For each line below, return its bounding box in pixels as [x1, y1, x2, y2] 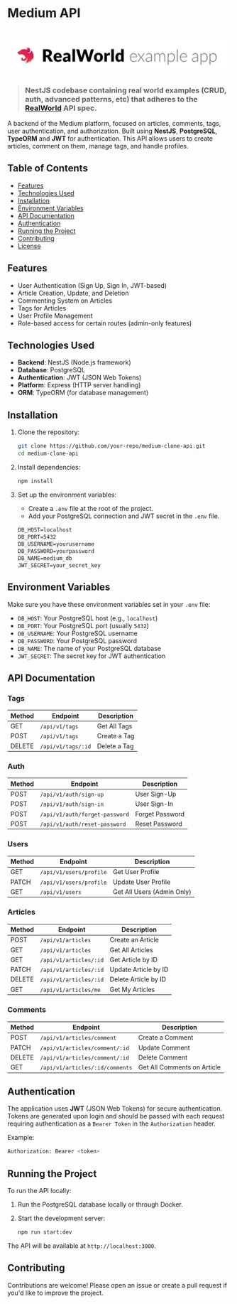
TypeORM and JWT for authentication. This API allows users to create [7, 134, 213, 143]
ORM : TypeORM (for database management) [17, 389, 149, 397]
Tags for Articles [17, 303, 67, 312]
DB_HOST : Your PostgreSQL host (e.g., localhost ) [17, 613, 158, 623]
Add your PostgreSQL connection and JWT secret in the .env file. [28, 512, 220, 520]
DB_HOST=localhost [17, 526, 72, 534]
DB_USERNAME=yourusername [17, 540, 94, 548]
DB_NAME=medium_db [17, 554, 72, 562]
